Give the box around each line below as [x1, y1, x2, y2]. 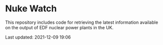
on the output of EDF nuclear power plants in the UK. [5, 24, 114, 30]
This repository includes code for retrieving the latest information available [5, 19, 159, 25]
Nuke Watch [5, 3, 57, 14]
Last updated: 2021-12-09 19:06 [5, 34, 71, 40]
